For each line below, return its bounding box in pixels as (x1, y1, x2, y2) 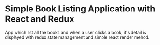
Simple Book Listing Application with (5, 3, 156, 14)
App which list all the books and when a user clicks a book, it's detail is (5, 29, 146, 35)
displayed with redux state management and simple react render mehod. (5, 34, 150, 40)
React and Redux (5, 13, 74, 24)
